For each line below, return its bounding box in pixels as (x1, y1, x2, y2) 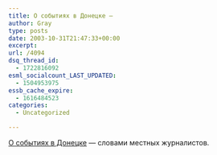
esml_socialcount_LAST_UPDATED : (8, 71, 117, 80)
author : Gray (8, 19, 52, 27)
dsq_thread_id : (8, 57, 59, 65)
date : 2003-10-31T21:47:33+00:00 (8, 34, 121, 43)
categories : (8, 101, 48, 109)
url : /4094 (8, 49, 45, 57)
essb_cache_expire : (8, 86, 74, 95)
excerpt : (8, 42, 38, 50)
